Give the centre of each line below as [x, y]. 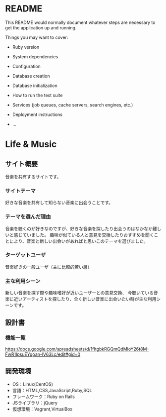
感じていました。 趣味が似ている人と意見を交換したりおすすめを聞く [84, 235]
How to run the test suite [37, 95]
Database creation [31, 76]
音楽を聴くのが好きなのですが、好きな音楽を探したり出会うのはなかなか [79, 228]
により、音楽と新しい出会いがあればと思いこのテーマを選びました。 [79, 241]
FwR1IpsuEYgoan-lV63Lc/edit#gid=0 [43, 354]
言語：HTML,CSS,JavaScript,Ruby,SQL [52, 390]
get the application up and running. [41, 27]
